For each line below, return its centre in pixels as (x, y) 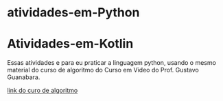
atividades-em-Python (73, 13)
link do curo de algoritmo (43, 91)
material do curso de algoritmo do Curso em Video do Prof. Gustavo (103, 70)
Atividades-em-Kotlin (70, 44)
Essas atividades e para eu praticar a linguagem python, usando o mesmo (111, 63)
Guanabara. (24, 77)
